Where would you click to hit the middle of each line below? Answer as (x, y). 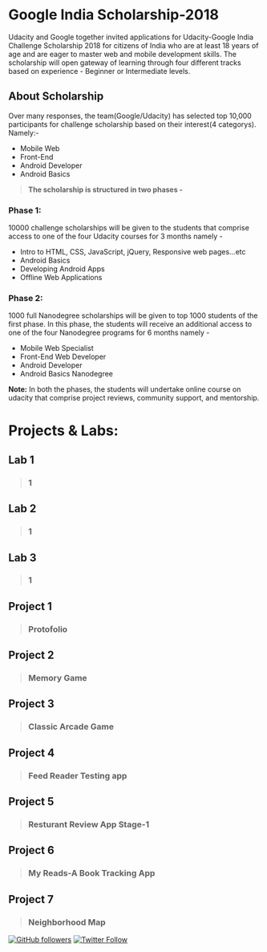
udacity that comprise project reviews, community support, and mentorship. (134, 398)
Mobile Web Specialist (57, 348)
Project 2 (31, 655)
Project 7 (31, 899)
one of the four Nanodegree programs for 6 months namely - (109, 333)
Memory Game (57, 678)
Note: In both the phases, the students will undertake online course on (125, 389)
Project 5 (31, 801)
